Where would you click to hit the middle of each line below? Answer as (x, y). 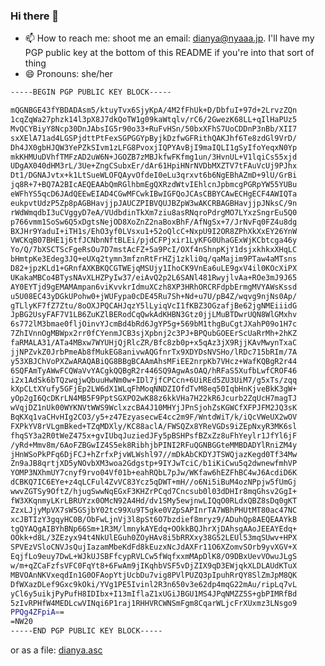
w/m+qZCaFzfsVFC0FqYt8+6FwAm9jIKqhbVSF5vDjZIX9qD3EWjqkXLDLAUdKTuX (154, 566)
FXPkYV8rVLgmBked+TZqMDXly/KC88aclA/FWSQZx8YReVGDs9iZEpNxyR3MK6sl (154, 426)
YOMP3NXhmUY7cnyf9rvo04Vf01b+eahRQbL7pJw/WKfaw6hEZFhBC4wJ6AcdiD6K (154, 473)
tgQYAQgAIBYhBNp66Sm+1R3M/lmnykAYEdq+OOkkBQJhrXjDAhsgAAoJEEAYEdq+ (154, 529)
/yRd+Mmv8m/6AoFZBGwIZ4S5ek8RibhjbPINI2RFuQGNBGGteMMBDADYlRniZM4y (154, 445)
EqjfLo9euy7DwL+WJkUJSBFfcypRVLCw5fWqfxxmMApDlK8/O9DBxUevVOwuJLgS (154, 557)
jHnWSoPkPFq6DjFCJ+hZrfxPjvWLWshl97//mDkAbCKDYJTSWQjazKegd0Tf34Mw (154, 454)
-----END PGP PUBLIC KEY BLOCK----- (86, 631)
